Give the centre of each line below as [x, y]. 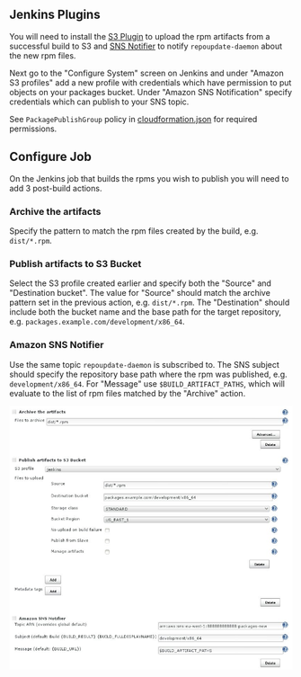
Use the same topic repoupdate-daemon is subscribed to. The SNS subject [145, 364]
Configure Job [50, 157]
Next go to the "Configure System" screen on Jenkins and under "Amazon [147, 73]
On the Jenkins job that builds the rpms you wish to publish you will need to [149, 178]
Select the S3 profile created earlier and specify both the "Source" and [141, 283]
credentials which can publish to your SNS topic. [99, 102]
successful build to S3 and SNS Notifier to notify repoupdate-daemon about [146, 46]
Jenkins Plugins [55, 15]
